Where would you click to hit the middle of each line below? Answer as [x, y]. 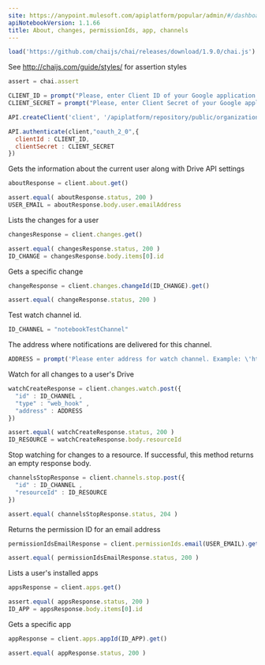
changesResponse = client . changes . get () [76, 234]
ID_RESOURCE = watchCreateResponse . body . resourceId [95, 440]
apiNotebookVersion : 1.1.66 [54, 23]
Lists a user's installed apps [53, 573]
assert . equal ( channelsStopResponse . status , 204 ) [93, 514]
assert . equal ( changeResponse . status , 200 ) [82, 300]
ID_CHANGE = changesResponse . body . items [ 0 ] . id [86, 256]
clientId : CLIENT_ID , [52, 139]
